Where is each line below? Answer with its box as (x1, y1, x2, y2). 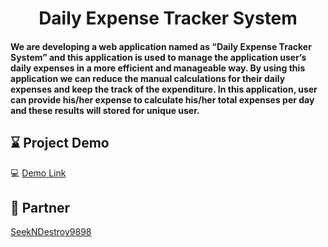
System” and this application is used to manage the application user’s (10, 51, 307, 63)
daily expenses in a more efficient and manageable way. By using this (10, 62, 306, 74)
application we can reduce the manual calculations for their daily (10, 72, 286, 84)
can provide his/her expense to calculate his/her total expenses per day (10, 93, 315, 106)
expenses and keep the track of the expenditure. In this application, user (10, 83, 318, 95)
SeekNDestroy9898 (10, 226, 92, 238)
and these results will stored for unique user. (10, 104, 200, 116)
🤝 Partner (10, 199, 71, 216)
